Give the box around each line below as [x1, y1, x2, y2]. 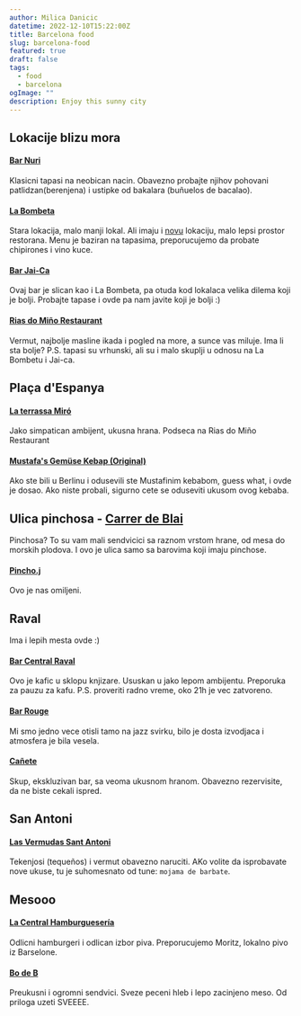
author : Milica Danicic [9, 13, 99, 22]
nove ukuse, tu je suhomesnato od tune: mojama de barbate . [9, 866, 231, 877]
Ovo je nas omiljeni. [9, 585, 83, 596]
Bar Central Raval [9, 655, 75, 666]
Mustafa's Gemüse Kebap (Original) [9, 455, 146, 466]
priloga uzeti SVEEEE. [9, 997, 90, 1008]
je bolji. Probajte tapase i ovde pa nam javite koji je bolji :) [9, 294, 221, 306]
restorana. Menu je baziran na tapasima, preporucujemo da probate [9, 235, 260, 245]
